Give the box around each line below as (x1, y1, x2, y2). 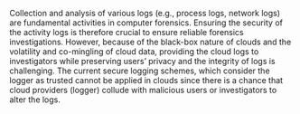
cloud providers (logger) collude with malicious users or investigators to (9, 85, 277, 95)
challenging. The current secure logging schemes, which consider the (9, 65, 270, 76)
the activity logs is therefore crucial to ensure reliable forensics (9, 27, 244, 37)
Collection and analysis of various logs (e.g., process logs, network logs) (9, 8, 281, 18)
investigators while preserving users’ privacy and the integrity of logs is (9, 56, 276, 66)
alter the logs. (9, 94, 61, 105)
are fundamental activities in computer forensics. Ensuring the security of (9, 17, 283, 28)
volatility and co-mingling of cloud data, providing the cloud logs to (9, 46, 259, 57)
